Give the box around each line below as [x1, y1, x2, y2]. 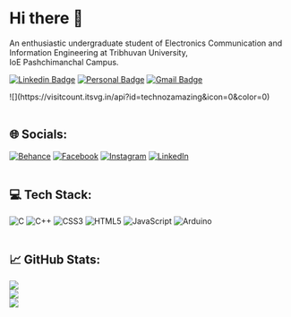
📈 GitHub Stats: [9, 252, 101, 267]
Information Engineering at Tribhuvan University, [9, 47, 188, 57]
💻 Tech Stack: [9, 187, 92, 202]
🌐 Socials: [9, 127, 68, 142]
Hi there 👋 [9, 8, 83, 29]
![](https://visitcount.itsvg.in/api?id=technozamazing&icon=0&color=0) [9, 91, 270, 102]
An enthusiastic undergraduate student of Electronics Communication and [9, 38, 283, 48]
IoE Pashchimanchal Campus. [9, 56, 119, 67]
